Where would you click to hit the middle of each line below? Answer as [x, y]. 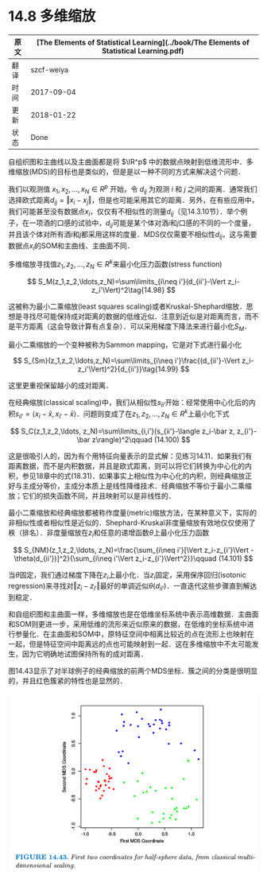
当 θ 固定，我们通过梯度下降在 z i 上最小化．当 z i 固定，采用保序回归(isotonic [127, 576]
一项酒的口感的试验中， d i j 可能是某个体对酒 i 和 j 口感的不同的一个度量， [142, 224]
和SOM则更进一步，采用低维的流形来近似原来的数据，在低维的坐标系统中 [128, 624]
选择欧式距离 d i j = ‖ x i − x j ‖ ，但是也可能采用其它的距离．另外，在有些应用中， [133, 201]
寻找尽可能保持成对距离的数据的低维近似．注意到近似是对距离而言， [133, 316]
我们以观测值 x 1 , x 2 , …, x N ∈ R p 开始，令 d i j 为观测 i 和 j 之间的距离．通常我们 [133, 189]
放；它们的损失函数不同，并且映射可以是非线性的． [92, 496]
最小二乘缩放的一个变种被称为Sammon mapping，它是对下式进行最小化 [125, 344]
